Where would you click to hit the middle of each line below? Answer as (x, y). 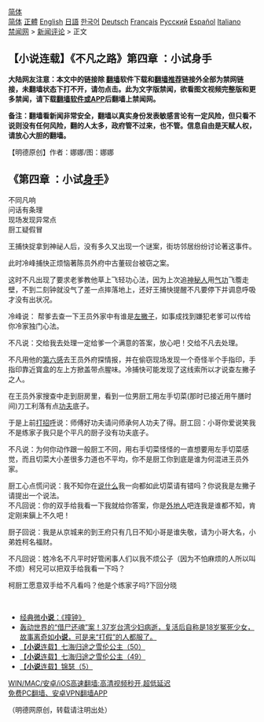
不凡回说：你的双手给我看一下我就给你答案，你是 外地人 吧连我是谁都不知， (128, 505)
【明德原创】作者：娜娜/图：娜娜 (61, 152)
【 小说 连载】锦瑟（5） (56, 666)
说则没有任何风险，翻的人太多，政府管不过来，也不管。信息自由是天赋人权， (132, 125)
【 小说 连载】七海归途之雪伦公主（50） (82, 646)
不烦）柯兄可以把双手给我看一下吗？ (67, 568)
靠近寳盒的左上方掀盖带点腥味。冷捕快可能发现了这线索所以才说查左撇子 (139, 369)
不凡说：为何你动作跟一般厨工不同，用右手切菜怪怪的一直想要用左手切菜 (125, 449)
